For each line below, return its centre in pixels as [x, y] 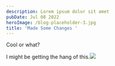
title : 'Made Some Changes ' [42, 28]
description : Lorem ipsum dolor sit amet [58, 11]
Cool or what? [23, 45]
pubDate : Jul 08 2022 [33, 17]
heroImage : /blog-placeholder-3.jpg [51, 22]
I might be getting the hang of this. [48, 57]
